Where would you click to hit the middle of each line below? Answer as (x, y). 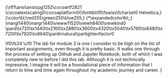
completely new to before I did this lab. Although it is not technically (75, 59)
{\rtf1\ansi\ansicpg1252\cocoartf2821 (43, 7)
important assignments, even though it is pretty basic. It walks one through (82, 49)
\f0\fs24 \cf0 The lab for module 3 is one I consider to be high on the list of (83, 43)
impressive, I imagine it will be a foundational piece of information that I (79, 65)
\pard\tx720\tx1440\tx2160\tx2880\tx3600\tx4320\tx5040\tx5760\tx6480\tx (84, 28)
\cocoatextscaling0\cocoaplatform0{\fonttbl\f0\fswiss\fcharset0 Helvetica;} (83, 12)
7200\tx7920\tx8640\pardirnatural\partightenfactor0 (60, 34)
